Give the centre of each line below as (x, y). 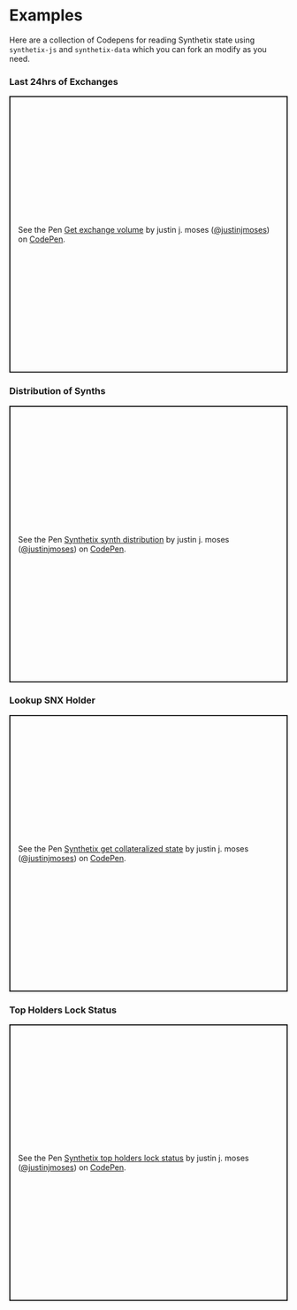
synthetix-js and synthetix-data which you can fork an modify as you (138, 49)
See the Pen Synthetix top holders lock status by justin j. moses (133, 1158)
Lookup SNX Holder (52, 700)
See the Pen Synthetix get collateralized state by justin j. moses (133, 848)
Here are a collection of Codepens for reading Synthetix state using (132, 40)
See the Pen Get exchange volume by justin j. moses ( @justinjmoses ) (144, 230)
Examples (46, 15)
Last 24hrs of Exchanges (64, 81)
